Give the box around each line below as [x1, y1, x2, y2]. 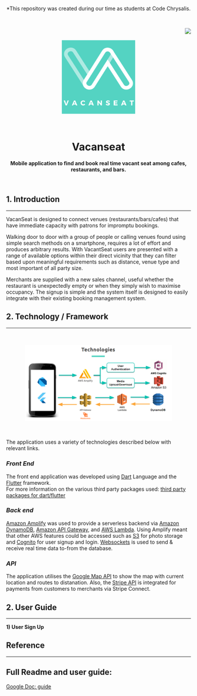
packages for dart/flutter [6, 491, 66, 499]
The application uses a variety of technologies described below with [6, 438, 171, 446]
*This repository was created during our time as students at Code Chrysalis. [6, 5, 191, 12]
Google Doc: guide [6, 682, 52, 690]
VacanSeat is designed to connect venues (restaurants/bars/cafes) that [6, 215, 179, 222]
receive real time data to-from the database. [6, 544, 113, 552]
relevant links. [6, 445, 40, 452]
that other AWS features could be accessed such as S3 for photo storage [6, 532, 183, 539]
